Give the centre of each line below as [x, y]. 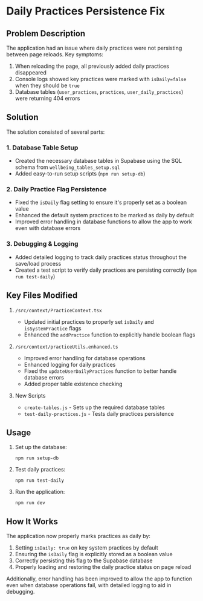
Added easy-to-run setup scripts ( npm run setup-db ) [80, 174]
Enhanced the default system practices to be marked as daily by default [105, 215]
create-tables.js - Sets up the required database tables [94, 407]
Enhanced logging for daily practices [70, 364]
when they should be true [47, 85]
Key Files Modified [42, 296]
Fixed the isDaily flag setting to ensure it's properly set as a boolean [101, 202]
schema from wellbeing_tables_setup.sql [67, 167]
